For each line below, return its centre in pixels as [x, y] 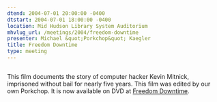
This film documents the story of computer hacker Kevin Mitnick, [98, 76]
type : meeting [27, 52]
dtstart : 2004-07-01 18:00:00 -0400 [59, 20]
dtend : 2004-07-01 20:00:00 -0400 [56, 13]
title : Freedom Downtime [42, 45]
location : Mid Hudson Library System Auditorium [77, 26]
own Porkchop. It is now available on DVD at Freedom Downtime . [98, 91]
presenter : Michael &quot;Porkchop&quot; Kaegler [79, 39]
